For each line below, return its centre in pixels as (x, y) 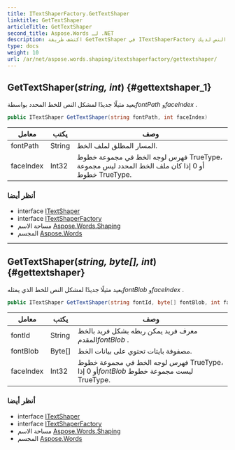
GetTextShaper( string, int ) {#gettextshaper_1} (109, 88)
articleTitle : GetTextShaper (50, 27)
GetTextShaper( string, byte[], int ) (82, 262)
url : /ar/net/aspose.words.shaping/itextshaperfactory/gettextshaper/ (112, 59)
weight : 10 (23, 53)
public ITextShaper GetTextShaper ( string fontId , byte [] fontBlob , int (114, 302)
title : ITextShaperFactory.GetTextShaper (69, 14)
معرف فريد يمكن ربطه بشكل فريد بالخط (137, 331)
